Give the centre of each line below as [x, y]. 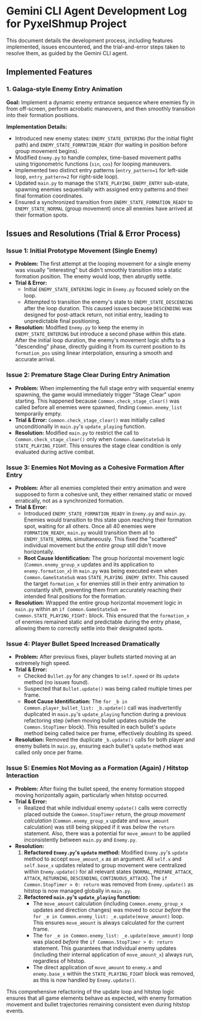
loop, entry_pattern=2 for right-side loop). [67, 176]
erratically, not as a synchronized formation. [69, 500]
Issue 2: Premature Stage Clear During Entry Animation [88, 375]
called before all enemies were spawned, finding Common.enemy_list [98, 407]
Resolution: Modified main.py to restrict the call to [77, 433]
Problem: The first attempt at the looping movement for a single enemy [103, 264]
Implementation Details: [37, 127]
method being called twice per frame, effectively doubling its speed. [108, 733]
